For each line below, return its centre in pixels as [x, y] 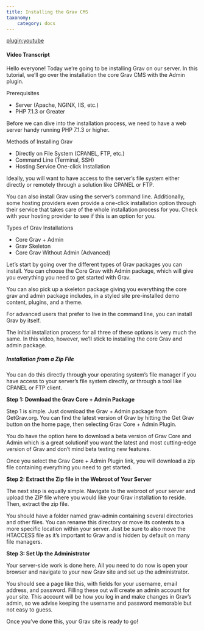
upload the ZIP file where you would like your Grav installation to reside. [96, 497]
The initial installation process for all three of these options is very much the [101, 332]
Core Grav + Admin [39, 239]
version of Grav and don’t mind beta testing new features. [79, 449]
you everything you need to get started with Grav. [69, 277]
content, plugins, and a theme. [44, 302]
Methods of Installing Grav [40, 142]
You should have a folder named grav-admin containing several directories [100, 516]
